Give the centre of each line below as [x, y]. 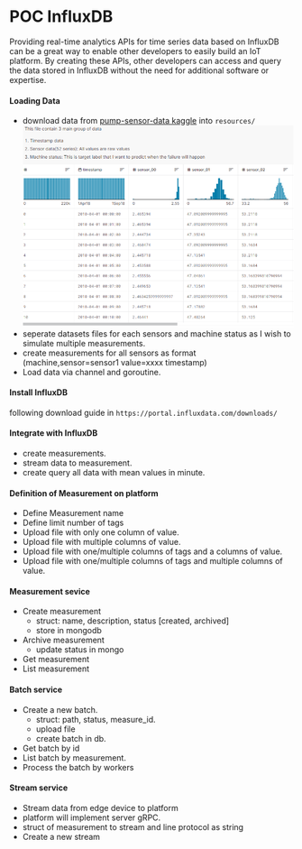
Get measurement [56, 660]
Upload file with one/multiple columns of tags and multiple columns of [153, 561]
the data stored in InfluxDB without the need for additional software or [139, 70]
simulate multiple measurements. [84, 343]
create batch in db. [71, 738]
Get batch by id [51, 748]
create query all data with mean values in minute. [114, 472]
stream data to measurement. [77, 463]
